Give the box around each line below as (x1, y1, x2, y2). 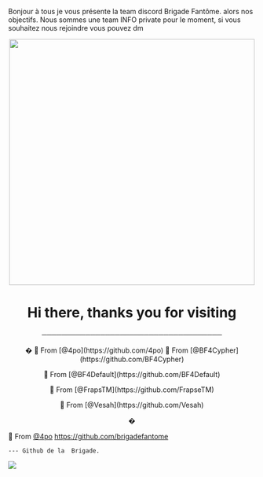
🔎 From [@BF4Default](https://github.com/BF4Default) (43, 369, 221, 379)
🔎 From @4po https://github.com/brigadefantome (8, 431, 169, 441)
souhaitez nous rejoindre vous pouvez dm (8, 24, 144, 32)
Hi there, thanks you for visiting (27, 304, 237, 322)
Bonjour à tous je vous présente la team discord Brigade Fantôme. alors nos (8, 7, 254, 16)
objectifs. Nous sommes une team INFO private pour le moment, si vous (8, 15, 241, 24)
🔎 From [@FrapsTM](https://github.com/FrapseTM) (49, 385, 214, 394)
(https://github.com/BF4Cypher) (79, 354, 184, 364)
